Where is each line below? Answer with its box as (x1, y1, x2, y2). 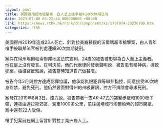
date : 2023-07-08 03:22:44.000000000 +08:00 (5, 16, 97, 21)
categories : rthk (5, 25, 41, 30)
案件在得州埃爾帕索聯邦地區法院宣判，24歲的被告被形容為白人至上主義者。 (5, 56, 156, 62)
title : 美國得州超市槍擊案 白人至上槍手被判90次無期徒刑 (5, 12, 108, 17)
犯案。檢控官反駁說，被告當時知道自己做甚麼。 (5, 68, 99, 74)
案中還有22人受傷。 (5, 107, 45, 113)
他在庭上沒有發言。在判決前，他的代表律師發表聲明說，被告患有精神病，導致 (5, 62, 159, 68)
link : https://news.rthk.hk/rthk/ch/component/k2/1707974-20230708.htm (5, 21, 154, 26)
